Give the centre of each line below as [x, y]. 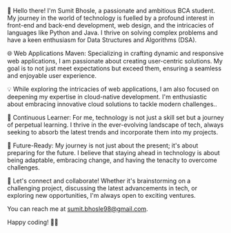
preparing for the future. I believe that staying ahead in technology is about [114, 153]
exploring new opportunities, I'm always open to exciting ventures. [102, 195]
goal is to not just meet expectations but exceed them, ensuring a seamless [114, 68]
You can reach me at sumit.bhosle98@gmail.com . [78, 209]
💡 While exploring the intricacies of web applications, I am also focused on [113, 89]
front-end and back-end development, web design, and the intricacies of [111, 25]
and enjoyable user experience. [52, 75]
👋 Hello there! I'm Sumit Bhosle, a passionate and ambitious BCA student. [111, 11]
